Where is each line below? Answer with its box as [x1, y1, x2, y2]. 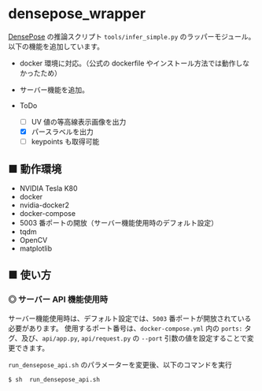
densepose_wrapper [8, 5, 146, 23]
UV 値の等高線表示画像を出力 [31, 117, 127, 126]
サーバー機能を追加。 [19, 84, 89, 95]
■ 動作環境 [8, 162, 62, 176]
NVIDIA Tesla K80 [19, 183, 78, 193]
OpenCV [19, 235, 48, 244]
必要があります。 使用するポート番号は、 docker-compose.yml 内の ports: [8, 323, 243, 333]
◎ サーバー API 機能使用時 [8, 294, 109, 305]
